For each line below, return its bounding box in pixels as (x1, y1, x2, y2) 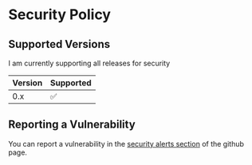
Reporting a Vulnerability (8, 118, 136, 132)
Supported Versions (8, 37, 110, 51)
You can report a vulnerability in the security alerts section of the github (8, 139, 245, 148)
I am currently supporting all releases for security (8, 58, 171, 68)
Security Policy (8, 6, 112, 24)
